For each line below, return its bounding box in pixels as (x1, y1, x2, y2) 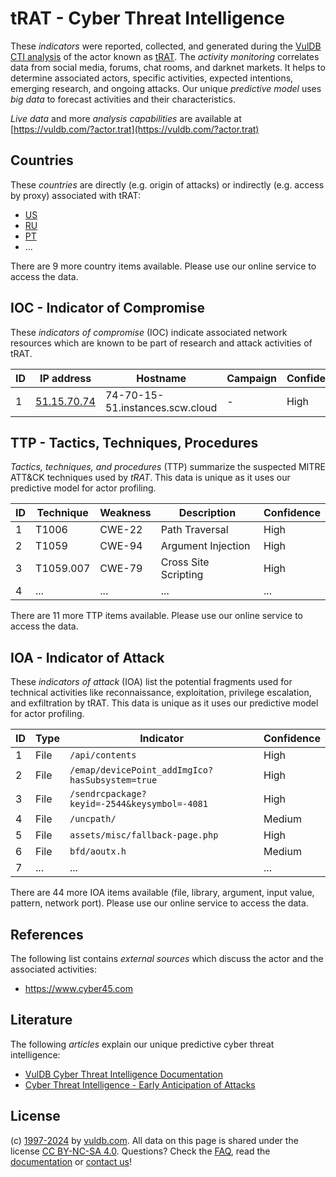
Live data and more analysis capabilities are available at (10, 112, 242, 124)
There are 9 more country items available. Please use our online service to (10, 260, 317, 272)
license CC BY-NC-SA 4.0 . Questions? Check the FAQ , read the (10, 1145, 271, 1157)
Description (178, 506, 237, 520)
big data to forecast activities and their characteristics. (10, 93, 236, 105)
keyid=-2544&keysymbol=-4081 (69, 798, 208, 810)
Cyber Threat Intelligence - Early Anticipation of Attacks (24, 1078, 256, 1091)
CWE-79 (99, 562, 143, 576)
